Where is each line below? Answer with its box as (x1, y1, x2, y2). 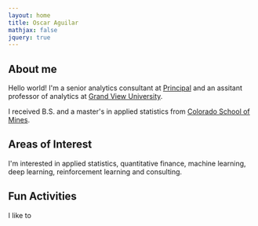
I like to (8, 210, 31, 220)
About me (8, 62, 57, 75)
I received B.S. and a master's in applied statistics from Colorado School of (8, 107, 251, 116)
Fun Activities (8, 190, 77, 203)
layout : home (8, 11, 51, 20)
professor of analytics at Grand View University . (8, 92, 163, 101)
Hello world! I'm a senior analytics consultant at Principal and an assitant (8, 83, 243, 93)
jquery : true (8, 33, 51, 42)
